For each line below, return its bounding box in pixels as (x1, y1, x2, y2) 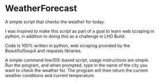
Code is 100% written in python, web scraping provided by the (5, 42, 130, 48)
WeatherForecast (5, 3, 77, 14)
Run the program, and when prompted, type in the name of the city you (5, 62, 148, 68)
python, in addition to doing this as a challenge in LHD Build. (5, 33, 125, 39)
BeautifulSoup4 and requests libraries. (5, 48, 82, 54)
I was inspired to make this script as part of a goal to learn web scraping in (5, 28, 155, 34)
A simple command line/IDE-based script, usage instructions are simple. (5, 57, 150, 63)
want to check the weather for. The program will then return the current (5, 67, 148, 73)
